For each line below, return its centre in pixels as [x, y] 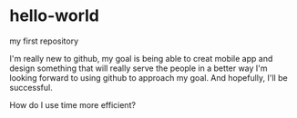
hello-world [55, 16]
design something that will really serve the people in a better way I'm [138, 68]
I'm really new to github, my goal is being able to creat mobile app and [141, 58]
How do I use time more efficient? [73, 104]
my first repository [44, 41]
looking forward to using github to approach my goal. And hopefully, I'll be [149, 77]
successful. [31, 87]
